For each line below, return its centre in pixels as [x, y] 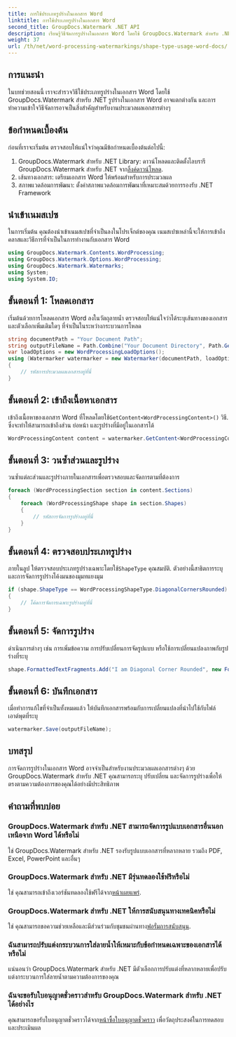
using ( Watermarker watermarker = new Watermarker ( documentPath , [105, 359]
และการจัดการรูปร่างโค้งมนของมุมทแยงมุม [56, 576]
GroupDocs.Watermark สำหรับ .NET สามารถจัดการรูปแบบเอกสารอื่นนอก [116, 826]
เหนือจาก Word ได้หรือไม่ [43, 835]
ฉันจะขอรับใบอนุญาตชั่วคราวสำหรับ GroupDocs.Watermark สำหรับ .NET [115, 996]
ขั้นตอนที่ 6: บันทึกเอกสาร [53, 691]
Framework [34, 193]
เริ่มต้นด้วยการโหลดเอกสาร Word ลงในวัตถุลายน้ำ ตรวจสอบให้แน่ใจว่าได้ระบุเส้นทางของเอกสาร [118, 318]
